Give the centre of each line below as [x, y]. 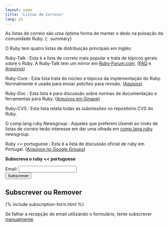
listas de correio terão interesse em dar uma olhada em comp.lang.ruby [79, 129]
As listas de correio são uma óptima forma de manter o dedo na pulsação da [84, 34]
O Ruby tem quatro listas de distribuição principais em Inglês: [68, 49]
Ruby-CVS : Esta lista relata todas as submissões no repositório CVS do [79, 109]
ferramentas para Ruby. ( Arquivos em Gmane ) [53, 99]
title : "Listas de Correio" [35, 15]
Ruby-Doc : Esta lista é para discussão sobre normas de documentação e [81, 94]
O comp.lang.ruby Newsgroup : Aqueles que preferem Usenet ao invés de [81, 124]
